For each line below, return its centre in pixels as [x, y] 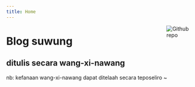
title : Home [21, 12]
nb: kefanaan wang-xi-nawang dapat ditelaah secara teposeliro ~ [87, 77]
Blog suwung [39, 41]
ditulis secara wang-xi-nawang [66, 63]
